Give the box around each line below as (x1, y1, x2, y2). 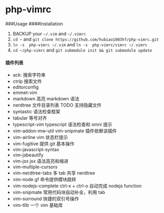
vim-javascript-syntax (12, 147, 59, 153)
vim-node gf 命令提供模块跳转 (12, 176, 76, 183)
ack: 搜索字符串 (12, 72, 46, 78)
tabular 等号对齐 (12, 115, 47, 121)
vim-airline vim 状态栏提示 (12, 134, 68, 140)
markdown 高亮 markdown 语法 (12, 96, 79, 102)
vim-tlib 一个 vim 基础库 (12, 202, 63, 208)
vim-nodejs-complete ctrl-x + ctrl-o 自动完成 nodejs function (12, 183, 142, 189)
